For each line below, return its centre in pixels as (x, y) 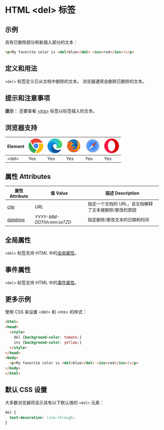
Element (16, 146)
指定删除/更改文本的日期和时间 (118, 220)
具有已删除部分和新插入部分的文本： (41, 42)
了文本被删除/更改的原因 (112, 210)
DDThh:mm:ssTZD (53, 222)
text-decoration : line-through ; (42, 418)
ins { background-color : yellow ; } (48, 343)
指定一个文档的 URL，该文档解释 (120, 204)
